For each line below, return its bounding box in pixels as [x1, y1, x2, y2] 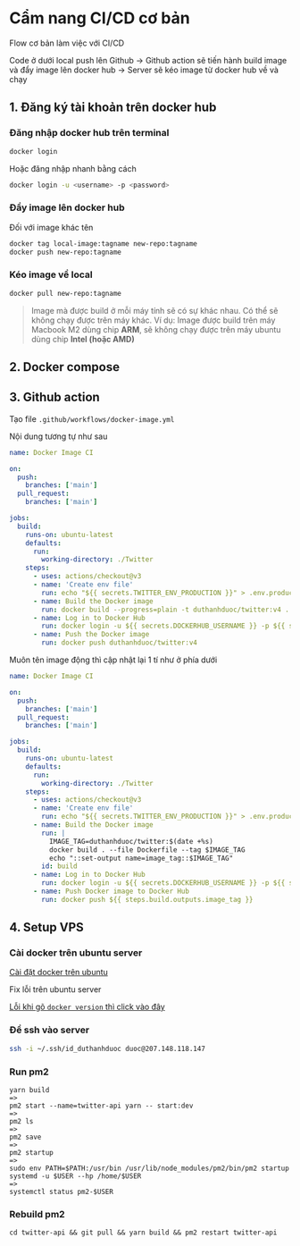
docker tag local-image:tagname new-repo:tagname [9, 239, 198, 248]
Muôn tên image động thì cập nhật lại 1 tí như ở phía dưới [9, 654, 218, 665]
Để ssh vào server [9, 1023, 90, 1036]
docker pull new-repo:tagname [9, 289, 122, 298]
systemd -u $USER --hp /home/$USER [9, 1171, 142, 1181]
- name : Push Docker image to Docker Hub [32, 887, 190, 897]
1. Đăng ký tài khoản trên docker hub [9, 100, 217, 115]
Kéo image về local [9, 268, 93, 281]
